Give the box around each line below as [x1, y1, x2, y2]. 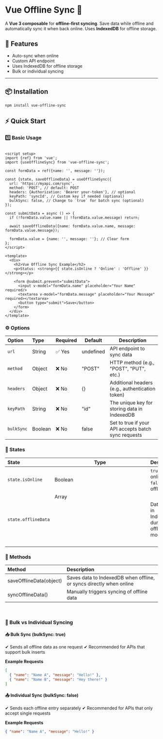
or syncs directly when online [66, 580, 134, 587]
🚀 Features [5, 40, 38, 48]
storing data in [110, 406, 143, 412]
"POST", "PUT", [110, 365, 146, 372]
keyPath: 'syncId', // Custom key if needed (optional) [9, 194, 125, 199]
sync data [110, 351, 132, 358]
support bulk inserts [5, 649, 45, 655]
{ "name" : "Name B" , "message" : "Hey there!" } [9, 677, 108, 682]
